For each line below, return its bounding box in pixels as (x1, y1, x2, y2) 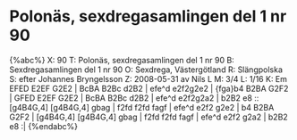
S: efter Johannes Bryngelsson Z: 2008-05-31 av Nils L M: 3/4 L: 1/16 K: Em (9, 73, 288, 84)
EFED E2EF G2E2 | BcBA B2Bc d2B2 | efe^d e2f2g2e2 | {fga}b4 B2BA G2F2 (9, 83, 289, 94)
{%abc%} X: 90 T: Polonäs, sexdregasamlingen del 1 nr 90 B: (9, 54, 234, 65)
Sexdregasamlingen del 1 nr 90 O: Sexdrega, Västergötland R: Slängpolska (9, 64, 284, 75)
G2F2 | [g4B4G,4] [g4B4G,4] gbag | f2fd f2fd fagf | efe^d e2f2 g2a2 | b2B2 (9, 111, 288, 122)
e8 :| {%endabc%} (9, 120, 79, 131)
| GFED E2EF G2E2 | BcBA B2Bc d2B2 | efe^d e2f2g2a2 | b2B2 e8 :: (9, 92, 259, 103)
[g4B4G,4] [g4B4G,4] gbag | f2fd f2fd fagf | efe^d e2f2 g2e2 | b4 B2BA (9, 102, 275, 112)
